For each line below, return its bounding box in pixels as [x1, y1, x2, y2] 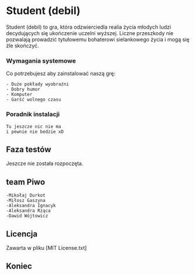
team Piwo [6, 177, 46, 187]
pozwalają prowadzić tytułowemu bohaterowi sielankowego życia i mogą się [6, 36, 190, 43]
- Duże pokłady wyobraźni [6, 81, 69, 87]
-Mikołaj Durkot [6, 192, 46, 198]
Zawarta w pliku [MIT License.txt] [6, 244, 87, 251]
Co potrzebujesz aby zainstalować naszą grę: [6, 70, 116, 77]
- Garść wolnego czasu [6, 97, 61, 103]
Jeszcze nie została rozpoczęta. [6, 160, 83, 167]
